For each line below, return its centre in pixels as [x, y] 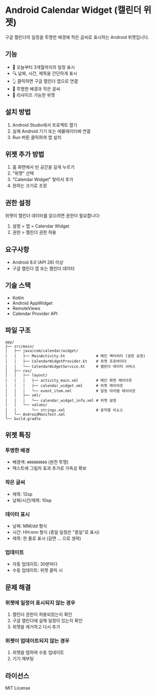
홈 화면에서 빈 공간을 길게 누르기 [43, 167]
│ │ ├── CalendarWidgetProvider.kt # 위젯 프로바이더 [66, 361]
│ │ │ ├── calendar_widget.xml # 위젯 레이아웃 [64, 386]
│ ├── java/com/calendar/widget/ [42, 351]
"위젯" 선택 [23, 173]
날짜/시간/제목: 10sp [32, 500]
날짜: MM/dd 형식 [29, 526]
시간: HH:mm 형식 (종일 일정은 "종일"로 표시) [56, 532]
